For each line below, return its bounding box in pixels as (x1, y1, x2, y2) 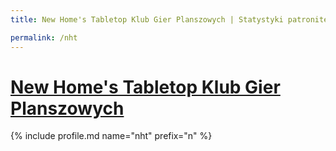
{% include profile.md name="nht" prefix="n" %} (10, 130, 213, 142)
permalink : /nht (10, 32, 78, 43)
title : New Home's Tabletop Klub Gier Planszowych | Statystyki (10, 14, 284, 25)
